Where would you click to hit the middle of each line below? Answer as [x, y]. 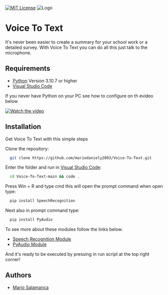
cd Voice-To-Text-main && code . [45, 177]
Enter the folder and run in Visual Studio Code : [53, 167]
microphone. [18, 52]
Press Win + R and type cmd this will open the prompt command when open [84, 186]
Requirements [28, 69]
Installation [23, 127]
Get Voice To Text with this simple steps [47, 139]
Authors [18, 275]
